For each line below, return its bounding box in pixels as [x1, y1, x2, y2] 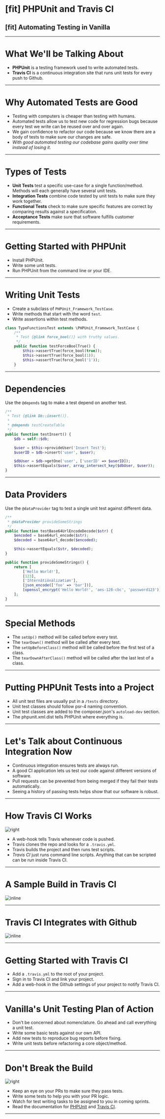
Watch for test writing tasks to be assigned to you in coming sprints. [12, 1098, 150, 1104]
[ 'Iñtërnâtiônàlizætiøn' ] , [23, 578, 78, 583]
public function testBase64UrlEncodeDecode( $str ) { [5, 528, 113, 534]
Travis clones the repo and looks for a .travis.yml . [12, 841, 115, 847]
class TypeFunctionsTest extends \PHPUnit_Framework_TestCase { [5, 325, 139, 330]
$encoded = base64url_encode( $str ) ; [14, 533, 89, 538]
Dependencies [5, 383, 66, 394]
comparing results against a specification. [12, 208, 97, 214]
